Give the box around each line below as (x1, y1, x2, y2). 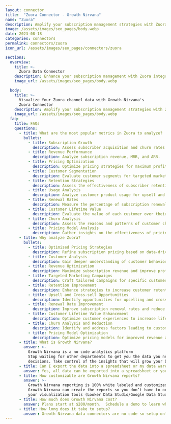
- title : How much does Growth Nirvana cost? (18, 397, 117, 402)
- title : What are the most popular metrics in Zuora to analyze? (18, 130, 163, 136)
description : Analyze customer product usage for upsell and (32, 192, 165, 197)
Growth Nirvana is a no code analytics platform (27, 349, 133, 354)
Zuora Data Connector (18, 69, 65, 74)
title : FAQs (14, 121, 40, 126)
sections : (5, 55, 26, 60)
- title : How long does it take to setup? (18, 406, 110, 412)
